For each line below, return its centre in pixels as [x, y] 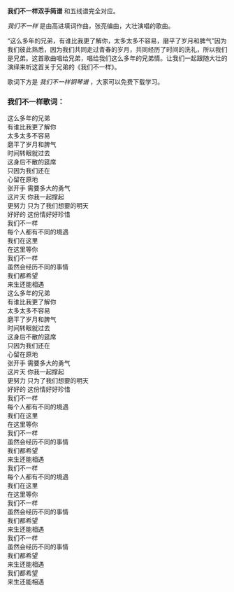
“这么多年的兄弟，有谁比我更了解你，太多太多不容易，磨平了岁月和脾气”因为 [117, 41]
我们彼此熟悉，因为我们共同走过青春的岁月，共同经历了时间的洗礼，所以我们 [117, 49]
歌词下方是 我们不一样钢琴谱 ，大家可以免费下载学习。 [86, 82]
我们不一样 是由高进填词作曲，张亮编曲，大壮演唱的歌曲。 [91, 26]
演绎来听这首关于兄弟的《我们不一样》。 [64, 67]
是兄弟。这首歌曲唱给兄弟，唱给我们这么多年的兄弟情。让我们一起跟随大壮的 [117, 58]
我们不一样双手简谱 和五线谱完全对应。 [63, 11]
